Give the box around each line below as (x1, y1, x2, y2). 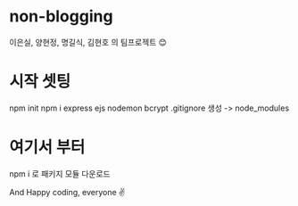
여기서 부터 (9, 137, 86, 158)
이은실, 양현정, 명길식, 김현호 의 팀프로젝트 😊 (9, 37, 168, 47)
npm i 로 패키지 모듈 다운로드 (9, 168, 111, 179)
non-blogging (9, 6, 113, 27)
